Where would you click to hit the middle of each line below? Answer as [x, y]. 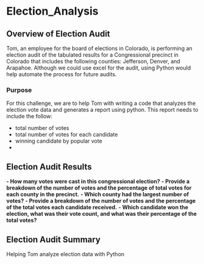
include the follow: [30, 116]
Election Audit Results [49, 167]
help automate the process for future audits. [62, 74]
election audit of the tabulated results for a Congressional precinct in [92, 55]
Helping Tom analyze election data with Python [65, 254]
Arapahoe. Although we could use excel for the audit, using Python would [99, 68]
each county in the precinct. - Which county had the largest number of [98, 194]
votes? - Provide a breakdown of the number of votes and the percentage [101, 201]
